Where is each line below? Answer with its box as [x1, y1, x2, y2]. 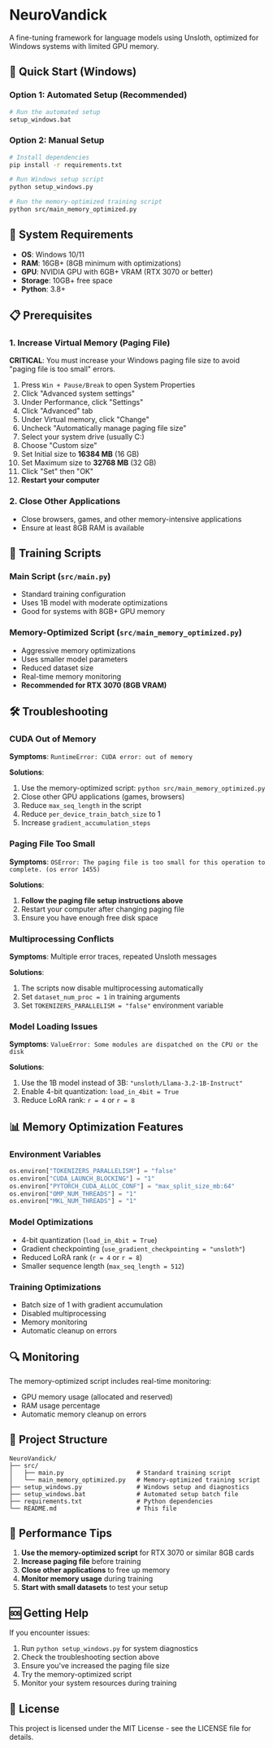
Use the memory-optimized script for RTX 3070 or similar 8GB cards [20, 1548, 254, 1557]
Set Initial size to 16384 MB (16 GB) [20, 450, 140, 459]
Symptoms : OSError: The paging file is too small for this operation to [9, 857, 266, 867]
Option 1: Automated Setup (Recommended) [9, 90, 188, 101]
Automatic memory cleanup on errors [20, 1409, 147, 1419]
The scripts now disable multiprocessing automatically [20, 983, 204, 993]
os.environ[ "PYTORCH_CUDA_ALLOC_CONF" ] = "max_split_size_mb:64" [9, 1182, 235, 1190]
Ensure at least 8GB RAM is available [20, 523, 145, 533]
